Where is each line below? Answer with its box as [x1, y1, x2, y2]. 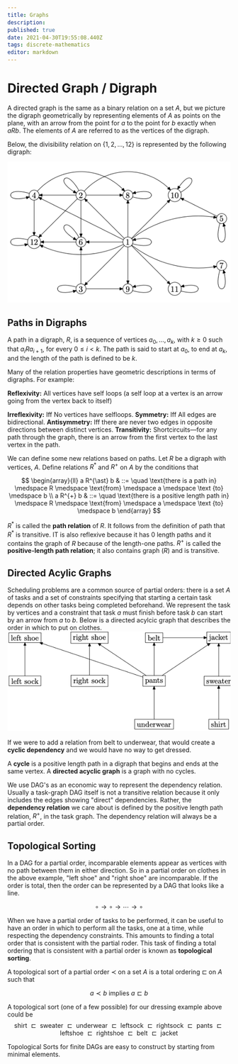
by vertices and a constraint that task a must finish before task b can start [7, 608, 223, 617]
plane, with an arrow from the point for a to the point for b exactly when [7, 118, 216, 127]
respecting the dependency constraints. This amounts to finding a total [7, 931, 215, 940]
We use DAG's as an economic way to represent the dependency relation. [7, 780, 223, 789]
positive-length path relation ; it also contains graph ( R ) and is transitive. [7, 547, 220, 555]
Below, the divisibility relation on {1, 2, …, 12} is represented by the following [7, 140, 227, 148]
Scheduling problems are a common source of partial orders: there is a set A [7, 586, 231, 595]
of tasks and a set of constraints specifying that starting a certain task [7, 593, 212, 602]
